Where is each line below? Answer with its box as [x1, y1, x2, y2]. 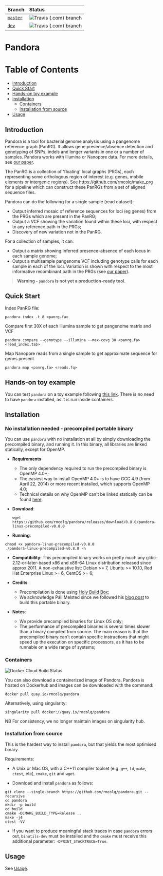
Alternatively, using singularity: [5, 700, 67, 706]
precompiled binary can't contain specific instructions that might [19, 634, 149, 640]
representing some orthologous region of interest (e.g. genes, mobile [5, 174, 144, 179]
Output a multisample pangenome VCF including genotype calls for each [12, 258, 158, 264]
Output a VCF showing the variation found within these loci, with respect [12, 218, 158, 224]
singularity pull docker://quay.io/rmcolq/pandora [5, 709, 110, 715]
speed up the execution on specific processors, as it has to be [19, 639, 145, 645]
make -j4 [5, 815, 23, 820]
